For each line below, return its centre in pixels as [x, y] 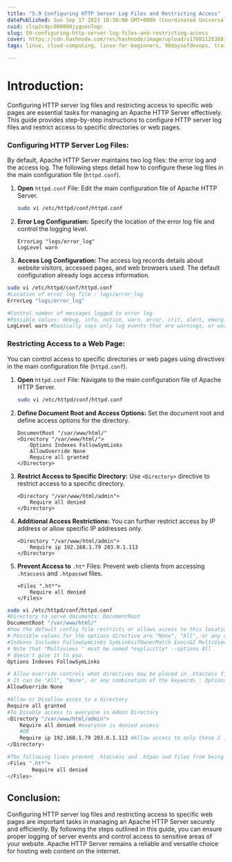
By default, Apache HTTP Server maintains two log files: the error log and [112, 161]
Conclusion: [34, 797]
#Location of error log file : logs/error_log [75, 294]
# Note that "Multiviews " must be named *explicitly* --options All [109, 649]
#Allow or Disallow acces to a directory [68, 699]
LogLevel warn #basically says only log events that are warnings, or [111, 326]
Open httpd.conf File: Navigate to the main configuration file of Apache [119, 379]
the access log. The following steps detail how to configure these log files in [115, 167]
